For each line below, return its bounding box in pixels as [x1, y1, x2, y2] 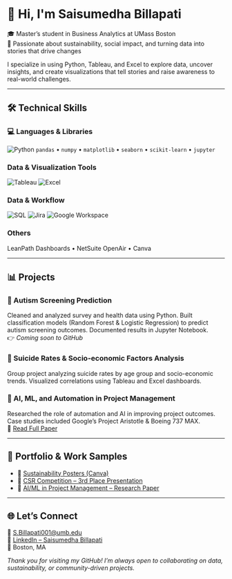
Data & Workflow [7, 195, 65, 205]
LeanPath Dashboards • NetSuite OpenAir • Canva [7, 244, 152, 252]
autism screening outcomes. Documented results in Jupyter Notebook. [7, 326, 209, 334]
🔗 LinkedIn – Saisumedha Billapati [7, 535, 103, 544]
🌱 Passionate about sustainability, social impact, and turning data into [7, 39, 205, 48]
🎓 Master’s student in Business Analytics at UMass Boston [7, 29, 176, 37]
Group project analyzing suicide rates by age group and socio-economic [7, 369, 214, 377]
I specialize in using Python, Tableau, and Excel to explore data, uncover [7, 60, 213, 68]
